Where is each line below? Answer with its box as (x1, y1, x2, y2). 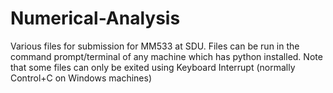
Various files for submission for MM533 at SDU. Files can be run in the (10, 40, 300, 52)
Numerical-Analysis (10, 7, 181, 30)
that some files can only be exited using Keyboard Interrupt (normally (10, 61, 296, 73)
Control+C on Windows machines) (10, 72, 153, 84)
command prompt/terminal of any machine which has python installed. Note (10, 50, 323, 62)
